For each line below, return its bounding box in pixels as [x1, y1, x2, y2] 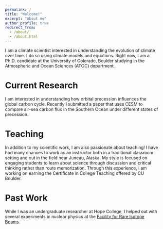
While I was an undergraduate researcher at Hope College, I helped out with [5, 208, 157, 214]
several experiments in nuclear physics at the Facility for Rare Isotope [5, 213, 145, 219]
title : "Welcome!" [5, 12, 42, 16]
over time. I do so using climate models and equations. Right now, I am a [5, 52, 150, 58]
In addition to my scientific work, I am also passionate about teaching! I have [5, 144, 158, 150]
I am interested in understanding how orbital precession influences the [5, 96, 147, 102]
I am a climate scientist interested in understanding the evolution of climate [5, 47, 156, 53]
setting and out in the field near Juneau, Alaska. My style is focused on [5, 155, 147, 161]
